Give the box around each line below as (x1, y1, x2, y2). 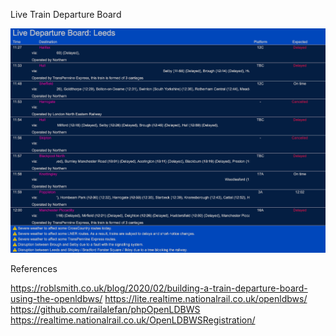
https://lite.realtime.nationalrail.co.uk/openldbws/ (104, 292, 308, 304)
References (10, 262, 58, 274)
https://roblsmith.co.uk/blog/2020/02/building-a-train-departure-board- (10, 282, 308, 294)
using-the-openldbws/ (10, 292, 103, 304)
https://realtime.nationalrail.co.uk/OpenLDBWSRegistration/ (10, 314, 256, 326)
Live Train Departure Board (10, 9, 122, 20)
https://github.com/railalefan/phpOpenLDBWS (10, 303, 201, 315)
